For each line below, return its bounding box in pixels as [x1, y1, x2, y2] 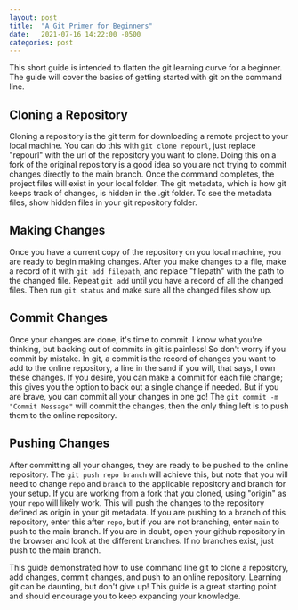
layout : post [9, 12, 58, 22]
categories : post [9, 37, 74, 47]
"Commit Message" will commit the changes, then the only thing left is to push [9, 400, 289, 411]
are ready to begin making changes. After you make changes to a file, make [9, 256, 286, 267]
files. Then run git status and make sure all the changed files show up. [9, 284, 273, 295]
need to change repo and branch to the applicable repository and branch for [9, 478, 286, 489]
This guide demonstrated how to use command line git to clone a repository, [9, 562, 289, 573]
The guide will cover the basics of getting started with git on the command [9, 72, 283, 83]
